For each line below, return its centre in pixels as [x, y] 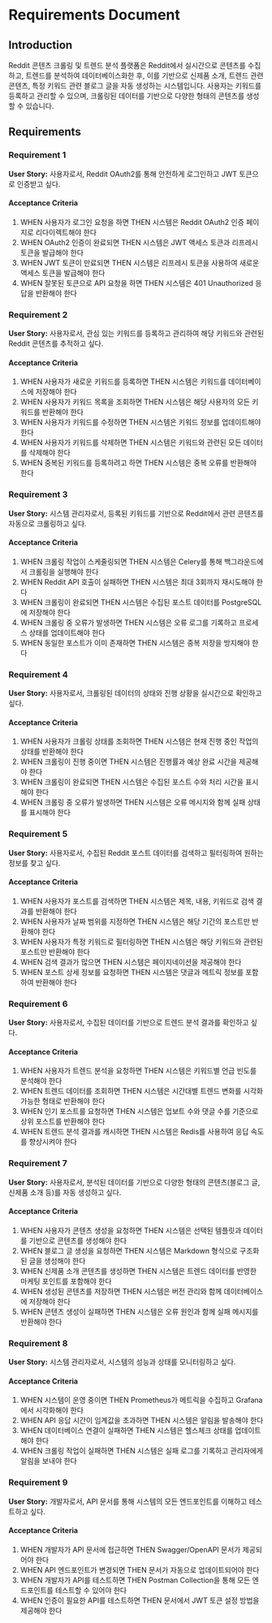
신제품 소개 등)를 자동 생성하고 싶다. [65, 1192]
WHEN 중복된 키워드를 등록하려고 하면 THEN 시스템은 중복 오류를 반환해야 [138, 463]
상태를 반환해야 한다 [52, 752]
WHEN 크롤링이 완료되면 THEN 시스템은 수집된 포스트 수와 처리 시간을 [132, 782]
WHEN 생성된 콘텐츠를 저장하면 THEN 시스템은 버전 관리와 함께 [121, 1291]
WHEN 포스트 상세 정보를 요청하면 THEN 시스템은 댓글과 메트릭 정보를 [132, 972]
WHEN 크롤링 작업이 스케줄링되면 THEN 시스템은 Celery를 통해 [121, 561]
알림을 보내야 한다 [48, 1461]
